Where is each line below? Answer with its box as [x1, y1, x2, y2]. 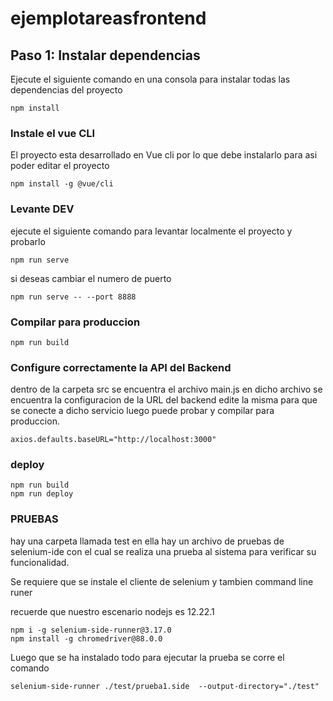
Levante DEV [10, 202, 75, 216]
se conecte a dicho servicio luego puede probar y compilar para [10, 405, 275, 417]
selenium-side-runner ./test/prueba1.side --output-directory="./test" [10, 681, 320, 691]
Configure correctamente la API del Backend [10, 360, 232, 374]
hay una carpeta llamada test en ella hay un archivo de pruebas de [10, 535, 285, 547]
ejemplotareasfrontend [10, 7, 207, 30]
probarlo [10, 235, 46, 247]
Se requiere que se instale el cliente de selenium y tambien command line [10, 575, 314, 587]
